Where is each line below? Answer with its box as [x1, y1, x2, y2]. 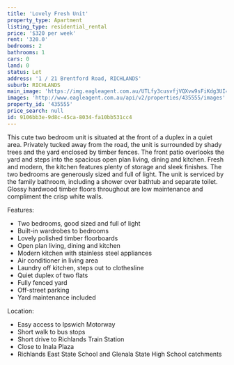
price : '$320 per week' [7, 29, 77, 37]
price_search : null [7, 107, 64, 114]
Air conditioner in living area [17, 256, 99, 265]
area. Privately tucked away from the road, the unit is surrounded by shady [7, 140, 222, 148]
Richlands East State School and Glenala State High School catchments [17, 350, 222, 358]
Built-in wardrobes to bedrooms [17, 226, 109, 235]
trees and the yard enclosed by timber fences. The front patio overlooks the [7, 148, 225, 156]
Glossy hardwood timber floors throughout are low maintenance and [7, 185, 203, 193]
